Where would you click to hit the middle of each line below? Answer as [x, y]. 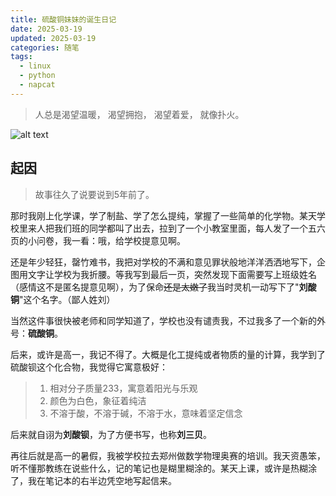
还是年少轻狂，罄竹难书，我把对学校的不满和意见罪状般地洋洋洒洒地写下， [163, 262]
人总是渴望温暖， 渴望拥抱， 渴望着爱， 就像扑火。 [139, 114]
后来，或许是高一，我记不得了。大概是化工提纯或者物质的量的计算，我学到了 [168, 354]
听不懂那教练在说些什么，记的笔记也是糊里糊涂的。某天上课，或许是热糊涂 [163, 468]
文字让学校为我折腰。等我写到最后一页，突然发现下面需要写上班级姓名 [172, 274]
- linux [35, 66]
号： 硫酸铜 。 [36, 333]
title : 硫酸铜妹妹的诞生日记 [63, 19]
